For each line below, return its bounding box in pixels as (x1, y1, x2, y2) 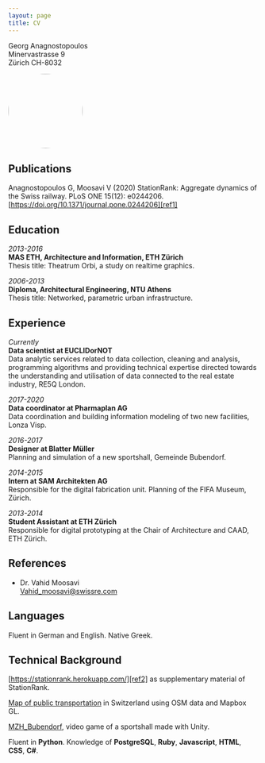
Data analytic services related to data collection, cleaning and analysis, (8, 354, 240, 364)
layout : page (8, 11, 52, 20)
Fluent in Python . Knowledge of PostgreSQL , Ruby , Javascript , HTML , (8, 738, 242, 747)
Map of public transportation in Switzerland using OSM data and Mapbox (8, 698, 247, 707)
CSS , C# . (8, 746, 39, 755)
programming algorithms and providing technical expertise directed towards (8, 362, 257, 372)
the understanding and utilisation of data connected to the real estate (8, 371, 235, 380)
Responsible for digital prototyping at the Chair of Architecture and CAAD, (8, 525, 250, 534)
